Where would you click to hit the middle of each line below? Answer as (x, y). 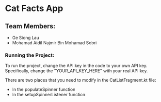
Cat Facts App (34, 8)
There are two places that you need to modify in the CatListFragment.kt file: (80, 80)
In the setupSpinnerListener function (49, 95)
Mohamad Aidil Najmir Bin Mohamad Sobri (54, 43)
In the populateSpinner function (44, 89)
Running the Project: (30, 55)
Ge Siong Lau (25, 38)
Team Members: (30, 26)
